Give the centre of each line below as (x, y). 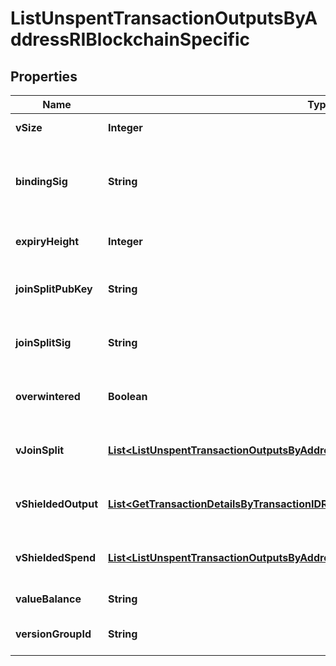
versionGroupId (53, 634)
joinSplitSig (43, 342)
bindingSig (41, 181)
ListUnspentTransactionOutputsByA (164, 18)
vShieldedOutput (56, 504)
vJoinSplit (40, 450)
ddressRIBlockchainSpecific (130, 39)
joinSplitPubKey (54, 289)
